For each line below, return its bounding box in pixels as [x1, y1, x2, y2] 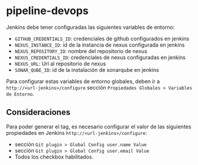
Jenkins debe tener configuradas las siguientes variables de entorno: [6, 24, 175, 31]
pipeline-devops [6, 4, 89, 18]
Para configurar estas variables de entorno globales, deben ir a [6, 78, 160, 85]
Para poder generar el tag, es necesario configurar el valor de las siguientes [6, 123, 191, 130]
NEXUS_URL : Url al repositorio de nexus [14, 60, 106, 67]
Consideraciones [6, 107, 71, 117]
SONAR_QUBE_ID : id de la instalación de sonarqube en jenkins [14, 66, 160, 73]
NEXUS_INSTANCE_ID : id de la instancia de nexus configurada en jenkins [14, 41, 185, 48]
